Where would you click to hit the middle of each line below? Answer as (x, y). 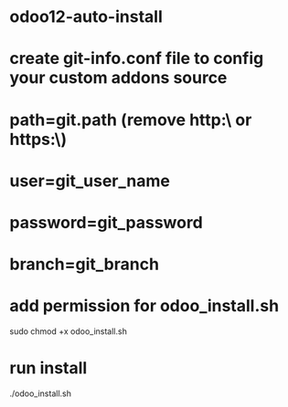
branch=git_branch (85, 264)
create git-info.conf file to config (137, 59)
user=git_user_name (90, 181)
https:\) (38, 139)
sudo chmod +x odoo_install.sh (69, 331)
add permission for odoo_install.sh (144, 306)
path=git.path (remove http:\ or (131, 120)
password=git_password (106, 222)
